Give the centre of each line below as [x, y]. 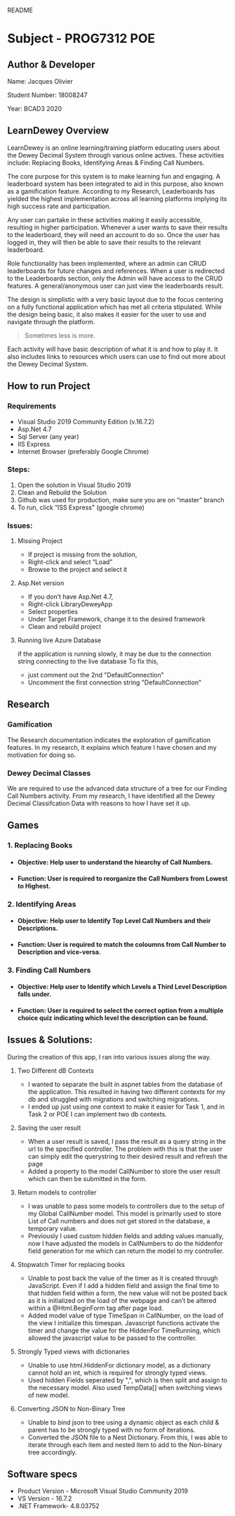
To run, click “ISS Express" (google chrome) [81, 507]
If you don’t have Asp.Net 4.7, [70, 597]
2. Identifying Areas [42, 904]
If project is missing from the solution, [82, 554]
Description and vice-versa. [59, 952]
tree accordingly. [52, 1452]
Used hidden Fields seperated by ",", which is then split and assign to [128, 1380]
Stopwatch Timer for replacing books [71, 1264]
